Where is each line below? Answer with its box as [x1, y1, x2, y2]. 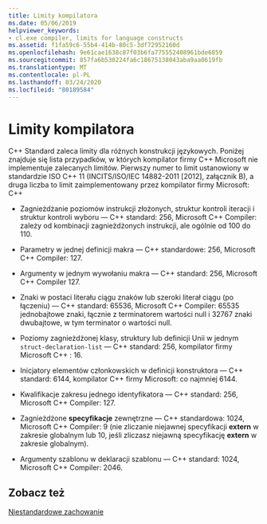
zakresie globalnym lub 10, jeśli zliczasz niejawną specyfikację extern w [19, 431, 257, 440]
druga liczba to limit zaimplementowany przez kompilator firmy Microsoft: [8, 180, 249, 190]
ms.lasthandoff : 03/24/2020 [8, 78, 102, 86]
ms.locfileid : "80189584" [8, 85, 94, 94]
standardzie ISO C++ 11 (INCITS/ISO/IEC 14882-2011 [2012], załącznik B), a [8, 172, 254, 182]
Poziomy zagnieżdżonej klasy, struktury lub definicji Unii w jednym [19, 334, 239, 343]
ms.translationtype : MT [8, 64, 88, 72]
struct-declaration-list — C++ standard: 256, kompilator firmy [19, 342, 233, 351]
